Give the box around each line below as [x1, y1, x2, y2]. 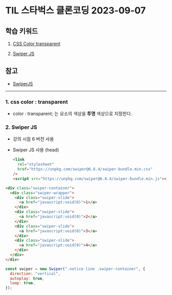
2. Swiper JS [5, 124, 37, 131]
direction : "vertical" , [10, 271, 60, 276]
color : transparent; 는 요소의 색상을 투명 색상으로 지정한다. [12, 111, 133, 117]
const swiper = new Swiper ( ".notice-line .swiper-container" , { [5, 266, 145, 271]
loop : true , [10, 281, 36, 286]
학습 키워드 [5, 27, 38, 35]
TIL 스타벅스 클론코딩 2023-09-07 [5, 5, 146, 16]
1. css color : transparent [5, 98, 68, 105]
